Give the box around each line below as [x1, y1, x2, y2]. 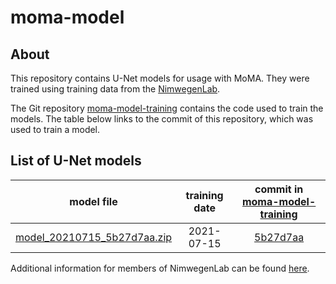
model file [69, 194, 118, 208]
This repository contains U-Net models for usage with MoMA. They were [10, 72, 310, 84]
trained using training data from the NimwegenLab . [10, 83, 221, 95]
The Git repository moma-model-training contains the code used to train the [10, 102, 324, 114]
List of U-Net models [10, 152, 142, 170]
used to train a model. [10, 124, 101, 135]
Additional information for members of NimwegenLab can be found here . [10, 262, 310, 274]
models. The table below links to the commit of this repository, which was [10, 113, 314, 125]
